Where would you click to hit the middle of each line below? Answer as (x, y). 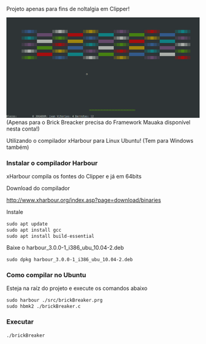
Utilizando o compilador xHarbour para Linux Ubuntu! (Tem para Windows (100, 140)
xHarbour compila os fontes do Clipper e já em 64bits (74, 177)
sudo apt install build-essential (51, 236)
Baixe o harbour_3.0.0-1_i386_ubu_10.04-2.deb (65, 248)
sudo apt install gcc (34, 230)
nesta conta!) (23, 129)
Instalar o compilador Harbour (52, 163)
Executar (20, 322)
